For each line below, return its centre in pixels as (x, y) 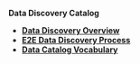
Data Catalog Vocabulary (70, 50)
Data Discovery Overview (70, 30)
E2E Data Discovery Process (76, 40)
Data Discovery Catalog (54, 13)
